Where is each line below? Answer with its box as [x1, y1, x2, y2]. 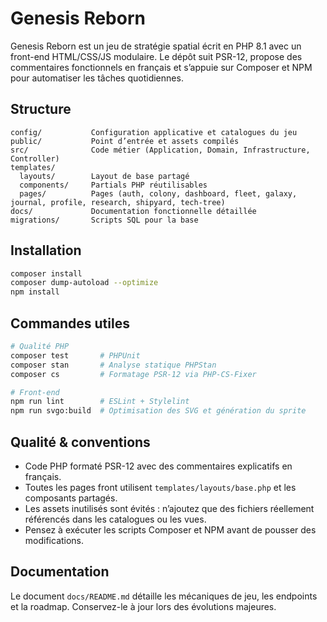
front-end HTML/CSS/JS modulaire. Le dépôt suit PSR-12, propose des [10, 50, 303, 62]
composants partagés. [24, 492, 118, 504]
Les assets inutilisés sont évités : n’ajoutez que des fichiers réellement [24, 502, 315, 514]
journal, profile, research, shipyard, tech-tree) [10, 197, 226, 207]
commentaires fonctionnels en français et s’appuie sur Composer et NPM [10, 61, 313, 73]
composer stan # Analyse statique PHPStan [10, 360, 217, 370]
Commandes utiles [10, 315, 130, 332]
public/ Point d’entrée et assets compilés [10, 136, 240, 146]
